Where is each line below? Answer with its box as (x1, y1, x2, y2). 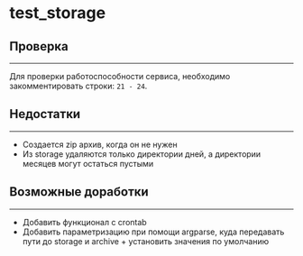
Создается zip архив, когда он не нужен (22, 139, 178, 150)
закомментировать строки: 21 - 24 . (9, 80, 148, 91)
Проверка (9, 39, 69, 54)
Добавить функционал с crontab (22, 216, 147, 227)
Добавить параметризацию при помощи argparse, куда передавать (22, 226, 285, 237)
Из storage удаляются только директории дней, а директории (22, 148, 262, 160)
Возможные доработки (9, 184, 149, 200)
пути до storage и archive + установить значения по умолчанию (22, 235, 269, 246)
